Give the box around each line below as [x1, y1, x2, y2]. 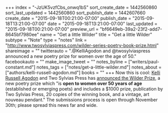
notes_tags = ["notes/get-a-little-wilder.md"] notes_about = [36, 64, 162, 70]
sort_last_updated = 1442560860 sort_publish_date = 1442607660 [5, 10, 146, 16]
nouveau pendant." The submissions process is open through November [5, 97, 158, 103]
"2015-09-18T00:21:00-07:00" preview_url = [5, 26, 99, 32]
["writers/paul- [128, 59, 160, 64]
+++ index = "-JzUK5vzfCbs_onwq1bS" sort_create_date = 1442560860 [5, 5, 157, 10]
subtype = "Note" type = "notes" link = [5, 37, 87, 43]
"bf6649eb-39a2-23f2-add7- [100, 26, 162, 32]
